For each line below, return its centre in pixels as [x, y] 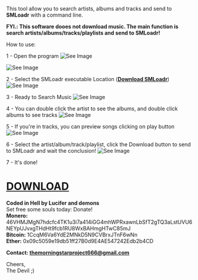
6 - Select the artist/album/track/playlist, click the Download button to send [98, 144]
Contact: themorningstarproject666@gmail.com [68, 253]
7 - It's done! [22, 162]
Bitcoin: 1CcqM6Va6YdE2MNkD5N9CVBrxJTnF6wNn [72, 235]
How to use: [21, 44]
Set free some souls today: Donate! [49, 209]
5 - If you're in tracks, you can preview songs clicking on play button [90, 127]
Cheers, [16, 264]
